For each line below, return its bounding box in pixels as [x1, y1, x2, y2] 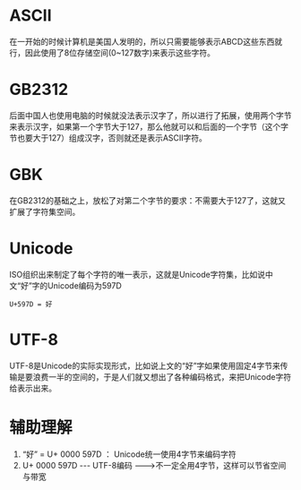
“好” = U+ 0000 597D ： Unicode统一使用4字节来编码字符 [21, 449, 237, 460]
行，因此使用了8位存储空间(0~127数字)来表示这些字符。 [9, 47, 216, 58]
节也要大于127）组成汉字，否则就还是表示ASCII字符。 [9, 132, 208, 143]
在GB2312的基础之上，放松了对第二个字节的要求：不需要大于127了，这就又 [9, 194, 287, 206]
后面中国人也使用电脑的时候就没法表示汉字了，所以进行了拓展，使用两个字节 [9, 109, 292, 121]
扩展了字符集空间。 [9, 206, 81, 217]
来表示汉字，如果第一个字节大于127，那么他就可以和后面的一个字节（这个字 [9, 121, 289, 132]
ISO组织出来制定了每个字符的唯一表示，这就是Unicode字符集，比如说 [9, 269, 266, 279]
